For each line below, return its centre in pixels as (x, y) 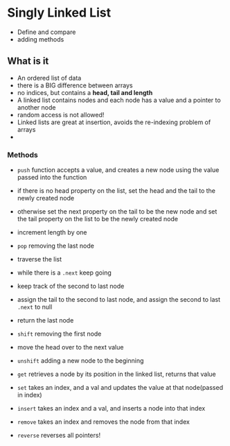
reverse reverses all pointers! (59, 436)
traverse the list (39, 259)
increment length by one (52, 232)
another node (36, 107)
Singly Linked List (59, 13)
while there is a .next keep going (64, 273)
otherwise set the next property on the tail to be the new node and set (117, 212)
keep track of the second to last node (71, 286)
